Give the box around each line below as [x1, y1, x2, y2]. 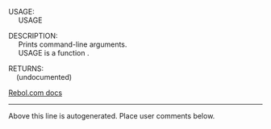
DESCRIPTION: [8, 31, 58, 40]
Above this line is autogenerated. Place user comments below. [8, 111, 215, 120]
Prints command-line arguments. [18, 40, 127, 49]
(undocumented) [15, 73, 73, 81]
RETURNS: [8, 64, 44, 73]
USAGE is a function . [18, 48, 90, 57]
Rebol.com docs [8, 88, 63, 98]
